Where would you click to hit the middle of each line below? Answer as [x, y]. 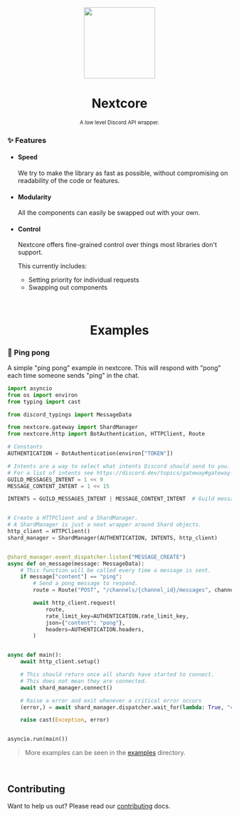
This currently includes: [52, 266]
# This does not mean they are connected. [84, 681]
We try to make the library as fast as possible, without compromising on [123, 173]
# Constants [25, 447]
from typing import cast [44, 401]
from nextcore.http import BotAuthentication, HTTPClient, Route [106, 434]
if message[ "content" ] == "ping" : [71, 577]
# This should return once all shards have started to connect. [117, 675]
